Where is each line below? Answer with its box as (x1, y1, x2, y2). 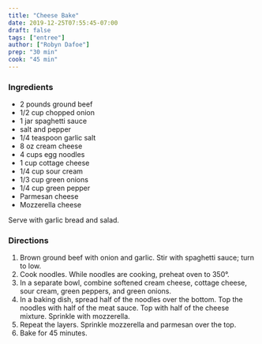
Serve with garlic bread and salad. (8, 215, 120, 225)
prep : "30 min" (8, 48, 58, 56)
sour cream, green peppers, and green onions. (19, 286, 172, 296)
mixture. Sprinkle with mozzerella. (19, 312, 130, 321)
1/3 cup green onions (19, 175, 89, 185)
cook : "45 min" (8, 56, 58, 64)
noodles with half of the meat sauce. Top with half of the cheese (19, 303, 230, 312)
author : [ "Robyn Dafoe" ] (8, 41, 90, 49)
